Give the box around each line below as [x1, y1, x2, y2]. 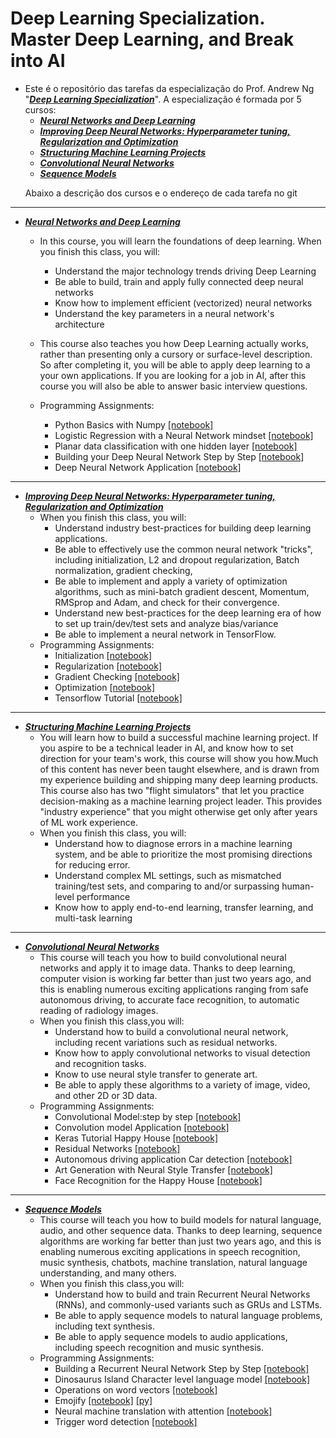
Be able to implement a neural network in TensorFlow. [54, 628, 277, 640]
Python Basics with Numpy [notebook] [54, 418, 214, 431]
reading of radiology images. [39, 1004, 159, 1016]
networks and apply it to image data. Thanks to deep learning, [39, 962, 296, 974]
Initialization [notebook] [54, 649, 153, 661]
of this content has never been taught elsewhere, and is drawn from [39, 763, 320, 775]
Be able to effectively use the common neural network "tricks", [54, 543, 313, 555]
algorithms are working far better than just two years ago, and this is [39, 1235, 322, 1247]
